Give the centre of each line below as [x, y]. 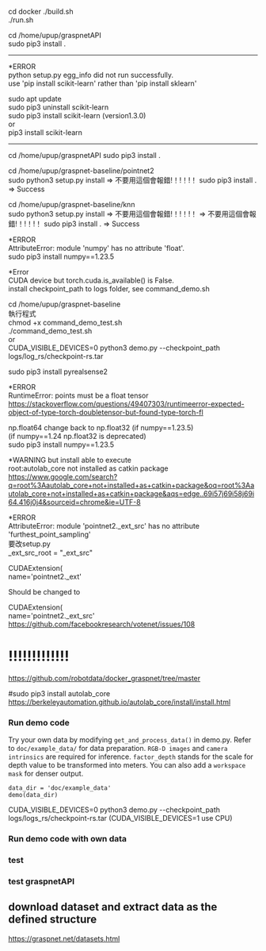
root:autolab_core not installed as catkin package [88, 468]
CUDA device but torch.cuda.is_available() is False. [91, 280]
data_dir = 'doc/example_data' [60, 788]
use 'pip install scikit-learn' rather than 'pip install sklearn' [103, 83]
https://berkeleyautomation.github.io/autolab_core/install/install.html [120, 702]
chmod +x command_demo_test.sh [65, 322]
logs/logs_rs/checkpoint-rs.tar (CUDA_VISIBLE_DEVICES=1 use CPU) [120, 818]
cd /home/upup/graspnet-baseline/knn [72, 204]
